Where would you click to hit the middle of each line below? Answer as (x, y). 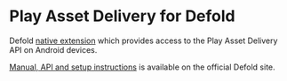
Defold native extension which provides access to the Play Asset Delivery (143, 40)
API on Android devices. (53, 49)
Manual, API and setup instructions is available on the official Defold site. (142, 67)
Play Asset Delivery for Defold (122, 16)
